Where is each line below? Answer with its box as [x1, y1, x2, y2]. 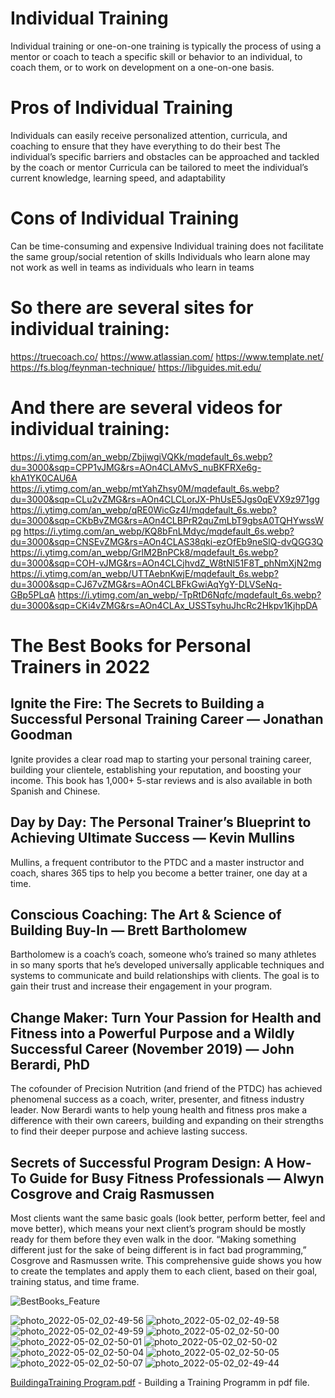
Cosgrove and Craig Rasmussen [10, 1185, 215, 1202]
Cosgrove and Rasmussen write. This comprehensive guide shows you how [10, 1254, 323, 1266]
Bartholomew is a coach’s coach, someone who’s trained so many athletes [10, 948, 317, 961]
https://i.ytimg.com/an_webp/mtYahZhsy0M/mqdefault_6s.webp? [10, 482, 280, 494]
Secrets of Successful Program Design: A [10, 1154, 274, 1171]
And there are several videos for [10, 396, 283, 419]
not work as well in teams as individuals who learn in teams [10, 261, 255, 273]
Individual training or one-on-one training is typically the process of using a [10, 40, 322, 52]
